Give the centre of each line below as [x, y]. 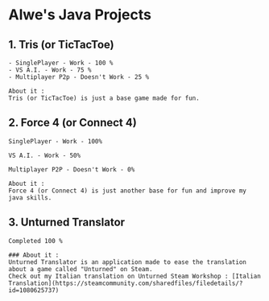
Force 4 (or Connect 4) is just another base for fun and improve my [128, 191]
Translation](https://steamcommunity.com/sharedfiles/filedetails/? [126, 283]
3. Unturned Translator [67, 223]
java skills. [30, 198]
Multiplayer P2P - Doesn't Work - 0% [72, 169]
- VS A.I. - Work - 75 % [50, 70]
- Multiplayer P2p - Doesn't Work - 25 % [79, 77]
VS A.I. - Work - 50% [45, 155]
